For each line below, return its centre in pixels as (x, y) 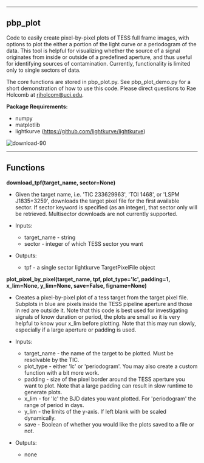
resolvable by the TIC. (52, 360)
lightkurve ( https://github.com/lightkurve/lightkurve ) (80, 131)
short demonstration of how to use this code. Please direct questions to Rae (101, 88)
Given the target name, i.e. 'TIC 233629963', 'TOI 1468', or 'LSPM (97, 194)
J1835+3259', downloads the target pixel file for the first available (97, 201)
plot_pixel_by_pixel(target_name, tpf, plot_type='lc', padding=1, (88, 279)
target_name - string (50, 237)
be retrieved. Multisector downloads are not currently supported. (96, 214)
